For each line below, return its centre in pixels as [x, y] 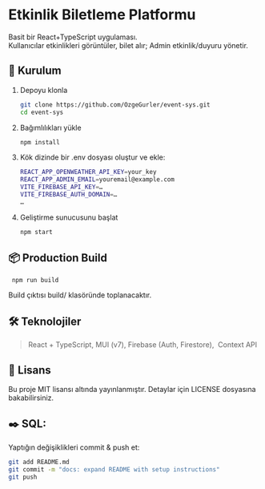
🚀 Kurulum [35, 71]
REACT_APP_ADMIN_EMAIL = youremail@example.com [97, 180]
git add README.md [39, 462]
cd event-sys [42, 112]
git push [23, 477]
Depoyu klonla [44, 90]
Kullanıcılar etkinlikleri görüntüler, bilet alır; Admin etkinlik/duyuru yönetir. [128, 45]
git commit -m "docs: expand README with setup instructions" [114, 469]
